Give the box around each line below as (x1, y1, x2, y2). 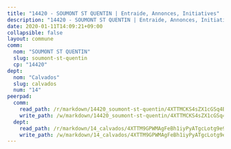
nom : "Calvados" (13, 73, 60, 81)
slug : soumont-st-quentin (13, 55, 88, 62)
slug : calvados (13, 80, 57, 87)
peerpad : (7, 93, 32, 100)
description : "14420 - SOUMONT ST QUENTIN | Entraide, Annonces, (7, 16, 198, 23)
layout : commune (7, 36, 54, 43)
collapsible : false (7, 29, 63, 36)
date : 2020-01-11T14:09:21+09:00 (7, 23, 103, 30)
